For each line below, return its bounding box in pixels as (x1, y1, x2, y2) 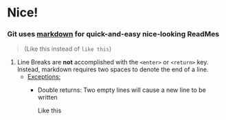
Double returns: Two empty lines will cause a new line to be (37, 86, 206, 94)
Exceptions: (27, 73, 61, 81)
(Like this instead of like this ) (23, 45, 112, 53)
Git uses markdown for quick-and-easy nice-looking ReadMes (7, 29, 220, 39)
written (37, 93, 58, 101)
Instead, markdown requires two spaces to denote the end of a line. (16, 65, 209, 73)
